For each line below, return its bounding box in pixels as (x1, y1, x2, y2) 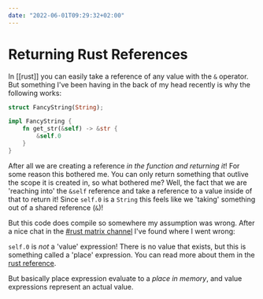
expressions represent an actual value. (8, 282, 134, 291)
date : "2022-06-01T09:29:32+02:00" (8, 11, 125, 20)
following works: (8, 88, 61, 98)
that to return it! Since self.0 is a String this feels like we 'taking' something (8, 194, 256, 204)
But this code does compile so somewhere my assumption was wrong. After (8, 218, 255, 227)
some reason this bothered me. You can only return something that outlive (8, 169, 250, 179)
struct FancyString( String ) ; (8, 103, 104, 111)
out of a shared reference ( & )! (8, 202, 104, 212)
